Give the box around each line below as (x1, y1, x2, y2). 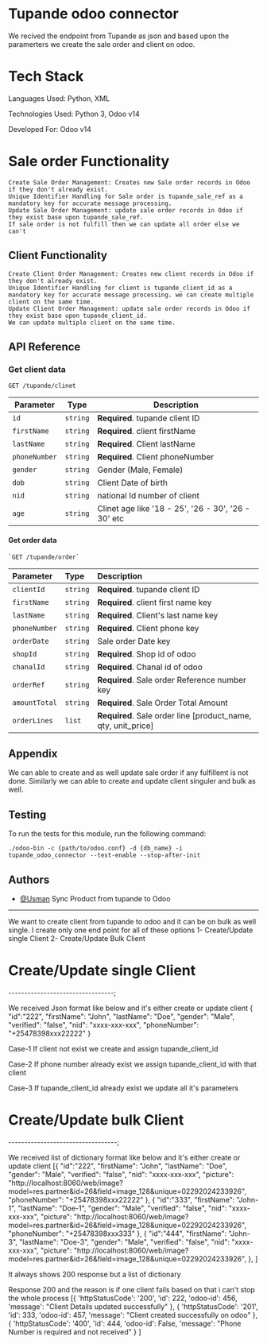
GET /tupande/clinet (8, 382, 77, 390)
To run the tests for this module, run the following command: (8, 829, 207, 839)
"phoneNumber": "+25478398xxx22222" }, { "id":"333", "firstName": (8, 1195, 235, 1204)
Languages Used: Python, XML (8, 93, 110, 103)
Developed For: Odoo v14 (8, 124, 91, 134)
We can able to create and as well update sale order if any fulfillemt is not (8, 768, 249, 777)
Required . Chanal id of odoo (97, 661, 203, 672)
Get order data (8, 535, 57, 544)
